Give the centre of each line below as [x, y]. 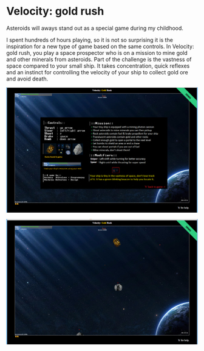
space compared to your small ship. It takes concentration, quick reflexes [98, 66]
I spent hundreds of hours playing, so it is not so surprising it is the [90, 40]
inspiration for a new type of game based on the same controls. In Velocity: [100, 46]
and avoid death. [27, 79]
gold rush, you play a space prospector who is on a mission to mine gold [97, 52]
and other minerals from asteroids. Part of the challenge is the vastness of [99, 59]
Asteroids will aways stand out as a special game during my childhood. [95, 28]
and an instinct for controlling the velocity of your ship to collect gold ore [97, 72]
